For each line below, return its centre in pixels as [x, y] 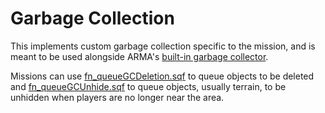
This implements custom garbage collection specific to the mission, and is [163, 46]
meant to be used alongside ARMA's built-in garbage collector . [139, 56]
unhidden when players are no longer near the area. [117, 97]
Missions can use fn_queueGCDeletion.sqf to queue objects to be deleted [162, 76]
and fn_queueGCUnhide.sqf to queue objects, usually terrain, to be [148, 86]
